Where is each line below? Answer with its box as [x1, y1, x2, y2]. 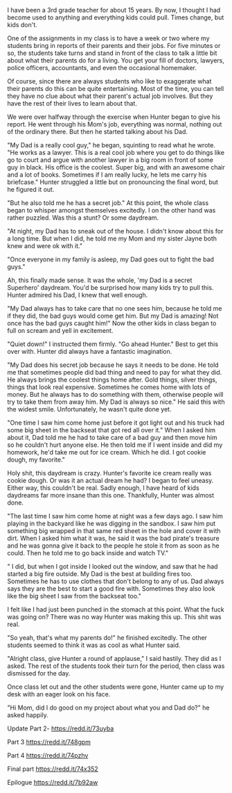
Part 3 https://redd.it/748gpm [7, 738, 91, 746]
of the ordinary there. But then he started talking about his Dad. [7, 128, 188, 136]
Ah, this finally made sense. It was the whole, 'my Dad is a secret [7, 276, 193, 284]
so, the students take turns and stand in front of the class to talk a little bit [7, 49, 217, 57]
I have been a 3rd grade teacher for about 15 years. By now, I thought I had [7, 6, 221, 14]
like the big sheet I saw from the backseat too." [7, 592, 142, 600]
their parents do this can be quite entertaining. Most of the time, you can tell [7, 85, 224, 92]
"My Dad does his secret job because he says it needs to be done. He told [7, 361, 220, 369]
